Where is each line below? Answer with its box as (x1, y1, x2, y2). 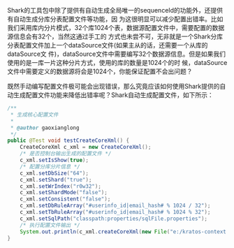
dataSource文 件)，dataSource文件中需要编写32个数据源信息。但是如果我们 (7, 50, 226, 58)
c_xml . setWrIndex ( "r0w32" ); (20, 182, 101, 190)
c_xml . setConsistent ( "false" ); (20, 196, 111, 203)
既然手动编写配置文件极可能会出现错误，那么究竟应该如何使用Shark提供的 (7, 82, 220, 90)
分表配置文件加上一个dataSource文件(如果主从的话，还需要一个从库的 (7, 41, 208, 49)
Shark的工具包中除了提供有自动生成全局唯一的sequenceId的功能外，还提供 (7, 6, 224, 14)
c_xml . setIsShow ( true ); (20, 156, 89, 163)
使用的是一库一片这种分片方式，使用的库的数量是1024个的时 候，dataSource (7, 59, 228, 66)
